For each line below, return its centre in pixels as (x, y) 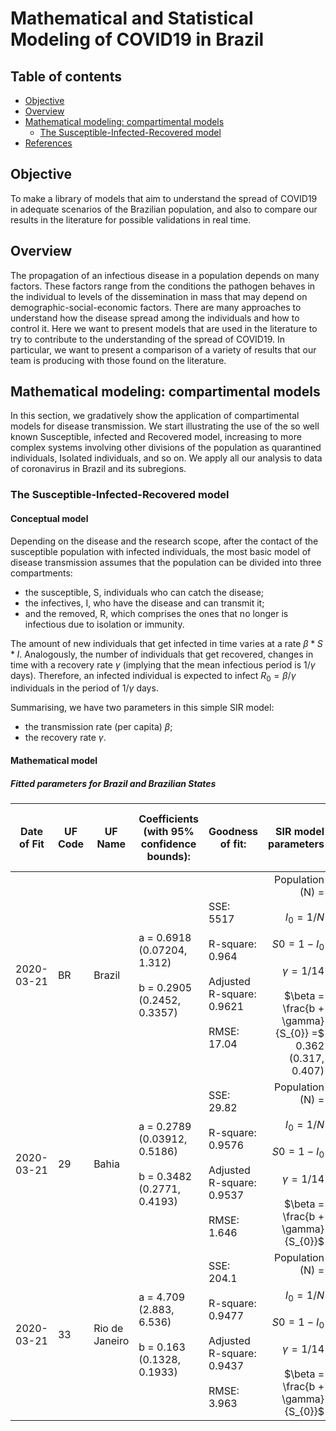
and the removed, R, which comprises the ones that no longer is (156, 613)
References (48, 143)
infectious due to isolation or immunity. (104, 624)
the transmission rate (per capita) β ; (98, 727)
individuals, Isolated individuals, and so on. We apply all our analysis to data (166, 458)
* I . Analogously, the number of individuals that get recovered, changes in (162, 654)
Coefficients (168, 819)
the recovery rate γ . (65, 738)
